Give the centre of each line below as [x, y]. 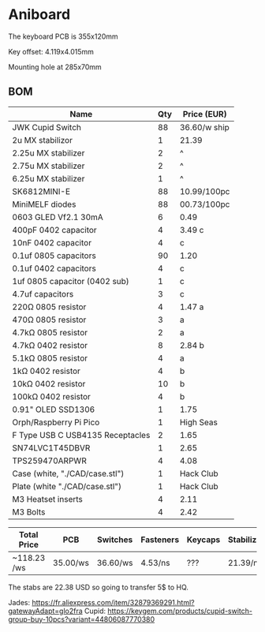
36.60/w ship [205, 127]
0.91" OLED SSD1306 [54, 409]
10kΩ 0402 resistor [49, 383]
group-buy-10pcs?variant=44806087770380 [82, 619]
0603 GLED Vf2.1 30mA [58, 217]
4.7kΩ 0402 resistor [50, 345]
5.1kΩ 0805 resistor [50, 358]
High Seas [199, 422]
